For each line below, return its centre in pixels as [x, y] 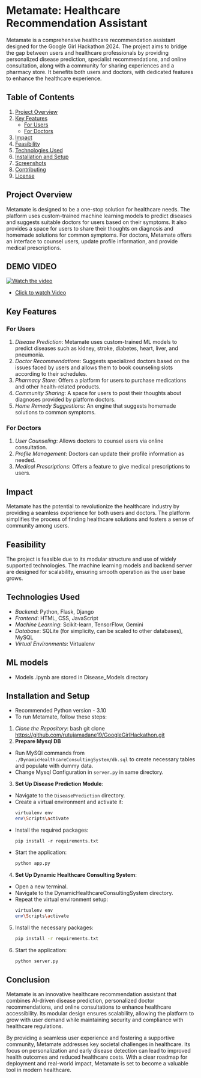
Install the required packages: [52, 830]
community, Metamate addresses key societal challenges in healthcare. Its [98, 1044]
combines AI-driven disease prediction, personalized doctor [80, 1001]
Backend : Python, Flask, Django [54, 611]
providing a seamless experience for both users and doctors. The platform [98, 513]
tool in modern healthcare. [39, 1070]
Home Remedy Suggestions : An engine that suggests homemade [95, 406]
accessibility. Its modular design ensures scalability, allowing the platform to [100, 1014]
